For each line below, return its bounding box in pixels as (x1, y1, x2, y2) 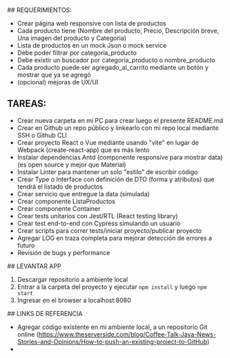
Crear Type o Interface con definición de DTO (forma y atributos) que (17, 175, 215, 183)
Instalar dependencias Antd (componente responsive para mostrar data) (17, 153, 223, 161)
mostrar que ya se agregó (17, 70, 91, 79)
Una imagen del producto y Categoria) (17, 34, 126, 42)
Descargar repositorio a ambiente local (17, 275, 128, 283)
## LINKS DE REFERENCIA (7, 309, 83, 317)
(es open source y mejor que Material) (17, 160, 126, 169)
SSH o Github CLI (17, 131, 67, 139)
